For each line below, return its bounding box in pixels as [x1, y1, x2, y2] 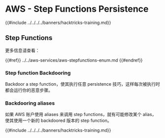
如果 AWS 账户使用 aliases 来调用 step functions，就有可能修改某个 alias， [5, 112, 157, 117]
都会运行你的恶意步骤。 [5, 87, 53, 93]
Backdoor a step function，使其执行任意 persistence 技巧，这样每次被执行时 [5, 81, 160, 87]
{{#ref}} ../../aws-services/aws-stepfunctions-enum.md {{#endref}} [5, 57, 143, 63]
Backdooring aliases [5, 99, 55, 106]
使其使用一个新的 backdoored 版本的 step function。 [5, 117, 112, 123]
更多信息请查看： [5, 47, 40, 53]
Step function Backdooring [5, 69, 71, 76]
